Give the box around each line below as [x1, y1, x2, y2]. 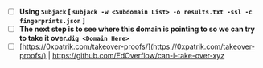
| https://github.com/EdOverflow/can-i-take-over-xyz [47, 51, 225, 61]
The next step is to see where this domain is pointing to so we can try [18, 24, 255, 34]
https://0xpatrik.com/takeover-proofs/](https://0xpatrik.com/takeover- [22, 42, 255, 51]
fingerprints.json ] [18, 16, 86, 26]
